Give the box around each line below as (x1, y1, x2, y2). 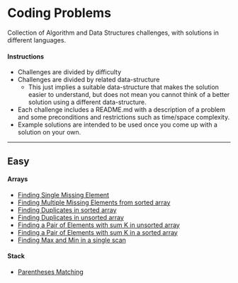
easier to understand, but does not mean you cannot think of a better (28, 91, 230, 99)
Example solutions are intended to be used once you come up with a (17, 120, 218, 129)
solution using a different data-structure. (28, 98, 147, 107)
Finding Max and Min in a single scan (17, 236, 126, 244)
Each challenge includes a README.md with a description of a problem (17, 105, 225, 114)
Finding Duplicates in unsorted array (17, 213, 124, 221)
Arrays (7, 175, 28, 183)
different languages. (7, 35, 66, 44)
